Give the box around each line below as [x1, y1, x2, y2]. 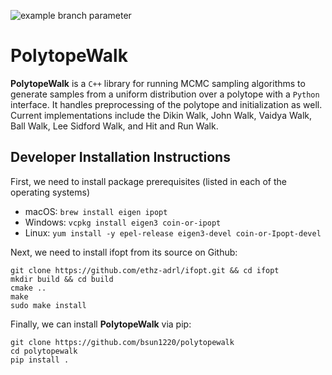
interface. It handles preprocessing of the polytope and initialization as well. [10, 98, 323, 110]
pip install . [10, 355, 70, 365]
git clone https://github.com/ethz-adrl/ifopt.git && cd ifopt [10, 265, 280, 275]
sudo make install [10, 300, 87, 310]
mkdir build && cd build [10, 274, 114, 284]
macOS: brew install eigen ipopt [24, 205, 168, 217]
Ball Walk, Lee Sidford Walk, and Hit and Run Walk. [10, 120, 219, 132]
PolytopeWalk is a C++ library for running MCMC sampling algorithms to [10, 77, 306, 89]
